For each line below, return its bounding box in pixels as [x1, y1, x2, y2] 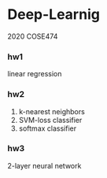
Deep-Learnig [7, 6, 100, 24]
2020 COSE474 [7, 32, 58, 41]
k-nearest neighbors [18, 106, 86, 116]
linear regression [7, 69, 62, 79]
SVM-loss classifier [18, 115, 83, 124]
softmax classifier [18, 124, 76, 133]
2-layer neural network [7, 161, 82, 170]
